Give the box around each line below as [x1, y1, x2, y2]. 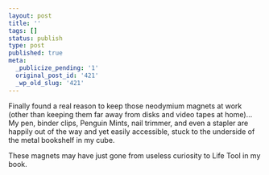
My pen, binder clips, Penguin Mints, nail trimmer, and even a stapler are [8, 118, 249, 128]
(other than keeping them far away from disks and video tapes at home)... [8, 109, 253, 119]
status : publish [8, 34, 63, 43]
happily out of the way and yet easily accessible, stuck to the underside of [8, 126, 255, 136]
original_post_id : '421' [15, 71, 99, 79]
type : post [8, 42, 45, 50]
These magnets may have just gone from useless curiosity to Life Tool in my [8, 150, 261, 161]
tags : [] [8, 26, 38, 35]
